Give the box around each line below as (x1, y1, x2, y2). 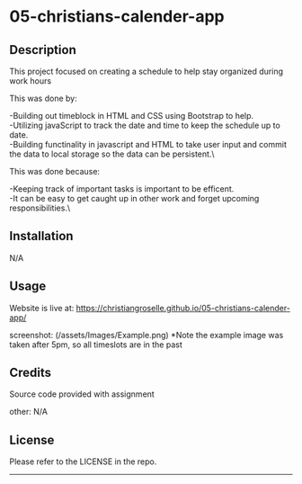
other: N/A (9, 407, 48, 417)
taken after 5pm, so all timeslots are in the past (9, 339, 182, 350)
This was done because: (9, 166, 101, 176)
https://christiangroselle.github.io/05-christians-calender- (75, 302, 290, 313)
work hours (9, 76, 52, 86)
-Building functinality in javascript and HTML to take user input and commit (9, 139, 288, 149)
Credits (9, 365, 52, 381)
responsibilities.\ (9, 202, 70, 213)
